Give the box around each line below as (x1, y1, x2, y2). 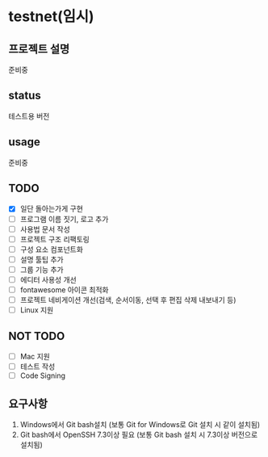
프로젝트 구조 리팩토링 (19, 234, 90, 244)
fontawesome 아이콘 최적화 (19, 284, 109, 295)
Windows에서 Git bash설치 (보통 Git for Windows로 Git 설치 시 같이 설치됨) (19, 419, 261, 429)
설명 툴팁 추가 (19, 254, 64, 264)
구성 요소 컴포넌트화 (19, 244, 83, 254)
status (8, 89, 42, 103)
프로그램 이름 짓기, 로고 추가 (19, 214, 109, 224)
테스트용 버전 (8, 111, 50, 121)
